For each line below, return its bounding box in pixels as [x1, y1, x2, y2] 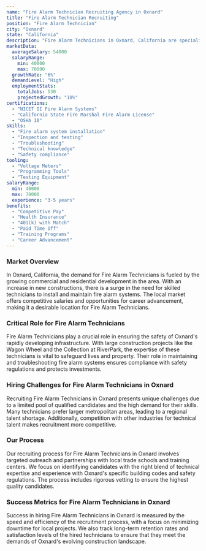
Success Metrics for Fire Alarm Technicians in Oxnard [6, 498, 170, 506]
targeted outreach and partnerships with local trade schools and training [6, 456, 189, 463]
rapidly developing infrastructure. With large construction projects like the [6, 340, 193, 347]
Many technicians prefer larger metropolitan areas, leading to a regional [6, 408, 188, 415]
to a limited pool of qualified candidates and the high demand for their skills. [6, 401, 199, 408]
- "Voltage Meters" [12, 163, 62, 169]
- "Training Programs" [12, 231, 70, 237]
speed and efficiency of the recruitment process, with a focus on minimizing [6, 519, 199, 526]
